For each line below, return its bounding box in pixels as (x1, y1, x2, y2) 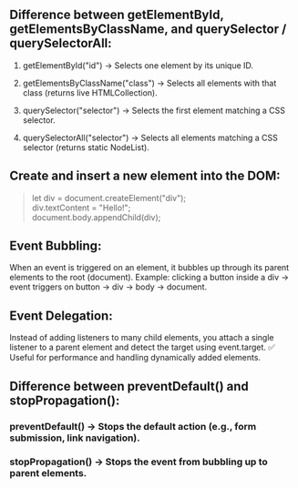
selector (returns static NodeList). (22, 141, 150, 153)
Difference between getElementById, (9, 7, 224, 23)
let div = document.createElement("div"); (31, 192, 187, 203)
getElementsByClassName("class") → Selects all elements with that (22, 77, 277, 88)
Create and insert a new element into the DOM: (9, 168, 281, 184)
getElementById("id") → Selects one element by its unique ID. (22, 59, 253, 71)
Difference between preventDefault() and (9, 378, 249, 394)
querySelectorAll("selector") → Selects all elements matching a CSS (22, 132, 278, 143)
